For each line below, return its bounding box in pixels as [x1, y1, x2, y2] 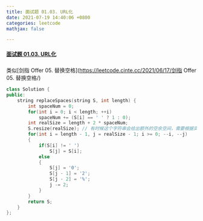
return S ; [28, 199, 53, 205]
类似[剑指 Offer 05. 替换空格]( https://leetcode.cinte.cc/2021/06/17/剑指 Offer [6, 67, 197, 74]
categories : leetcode [6, 20, 61, 26]
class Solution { [6, 86, 50, 92]
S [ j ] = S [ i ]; [49, 148, 83, 154]
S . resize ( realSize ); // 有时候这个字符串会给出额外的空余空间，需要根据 [28, 126, 194, 132]
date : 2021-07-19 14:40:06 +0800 [6, 14, 91, 21]
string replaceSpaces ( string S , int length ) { [17, 97, 137, 103]
